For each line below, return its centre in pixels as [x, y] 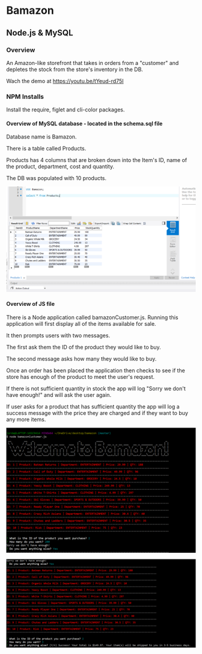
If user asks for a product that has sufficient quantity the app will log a [93, 406]
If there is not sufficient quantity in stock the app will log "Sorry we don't [96, 388]
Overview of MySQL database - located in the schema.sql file [84, 123]
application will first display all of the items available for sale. [81, 323]
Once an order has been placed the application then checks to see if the [96, 370]
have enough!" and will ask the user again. [59, 394]
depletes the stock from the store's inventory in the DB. [75, 69]
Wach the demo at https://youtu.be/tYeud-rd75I [65, 81]
